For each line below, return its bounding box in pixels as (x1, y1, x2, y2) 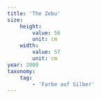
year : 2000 (7, 61, 39, 68)
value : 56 (32, 29, 61, 37)
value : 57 (32, 49, 61, 56)
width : (20, 42, 39, 49)
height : (20, 23, 42, 30)
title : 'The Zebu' (7, 10, 61, 17)
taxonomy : (7, 68, 36, 75)
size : (7, 17, 23, 23)
